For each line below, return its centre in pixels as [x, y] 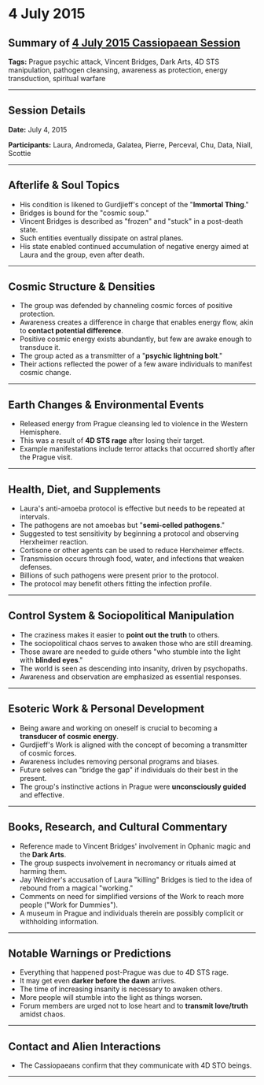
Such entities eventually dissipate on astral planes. [101, 238]
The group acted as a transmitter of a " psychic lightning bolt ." [121, 356]
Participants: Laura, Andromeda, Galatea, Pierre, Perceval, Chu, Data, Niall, [130, 145]
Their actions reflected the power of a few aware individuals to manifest [136, 364]
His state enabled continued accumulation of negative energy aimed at [134, 246]
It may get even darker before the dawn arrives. [98, 981]
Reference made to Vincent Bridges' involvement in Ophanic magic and [135, 846]
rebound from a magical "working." [76, 888]
